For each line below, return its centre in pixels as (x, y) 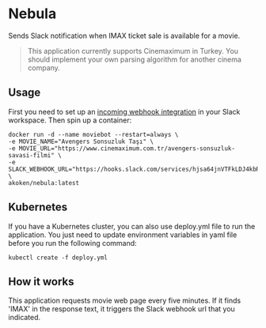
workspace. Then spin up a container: (70, 120)
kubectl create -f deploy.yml (58, 258)
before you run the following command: (72, 243)
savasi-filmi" (32, 155)
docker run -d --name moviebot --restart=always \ (93, 134)
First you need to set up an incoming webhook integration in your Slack (124, 111)
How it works (41, 281)
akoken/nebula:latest (44, 183)
